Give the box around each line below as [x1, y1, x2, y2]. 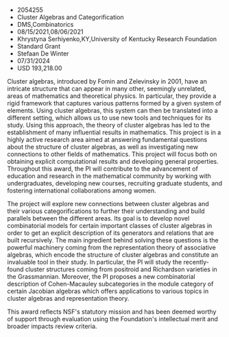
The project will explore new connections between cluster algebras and [7, 200, 209, 208]
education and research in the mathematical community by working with [7, 172, 211, 180]
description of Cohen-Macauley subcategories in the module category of [7, 280, 214, 288]
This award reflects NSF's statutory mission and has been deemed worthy [7, 308, 217, 316]
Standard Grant [16, 42, 60, 50]
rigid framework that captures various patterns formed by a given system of [7, 99, 221, 107]
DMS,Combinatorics [16, 21, 74, 28]
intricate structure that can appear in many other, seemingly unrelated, [7, 85, 206, 92]
